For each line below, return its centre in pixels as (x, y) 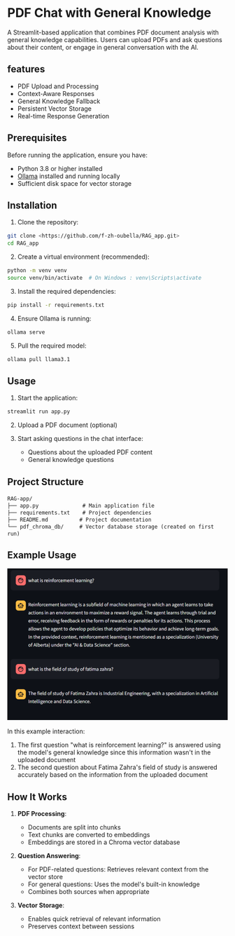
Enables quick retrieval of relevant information (94, 918)
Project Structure (45, 482)
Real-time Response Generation (63, 116)
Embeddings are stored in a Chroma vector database (104, 842)
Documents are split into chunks (74, 827)
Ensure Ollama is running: (54, 318)
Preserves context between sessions (81, 926)
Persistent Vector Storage (55, 108)
